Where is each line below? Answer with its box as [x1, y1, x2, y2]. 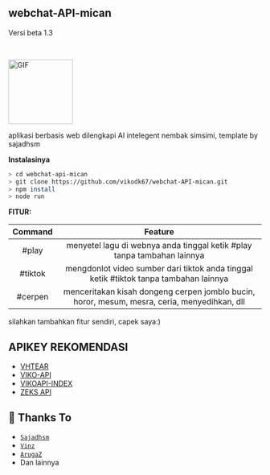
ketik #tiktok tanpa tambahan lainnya [89, 273, 229, 284]
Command [12, 226, 54, 237]
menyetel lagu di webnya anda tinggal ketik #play [66, 240, 252, 251]
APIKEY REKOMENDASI [8, 340, 129, 353]
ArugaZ [19, 450, 43, 458]
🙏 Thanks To [8, 411, 72, 424]
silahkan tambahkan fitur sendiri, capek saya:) [8, 317, 161, 327]
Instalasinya [8, 155, 51, 164]
